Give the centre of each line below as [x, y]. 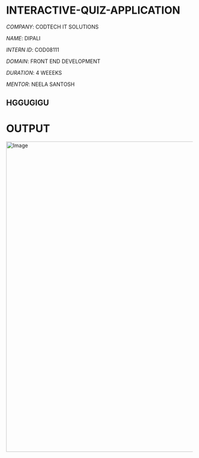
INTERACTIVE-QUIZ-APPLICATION [93, 10]
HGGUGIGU [28, 103]
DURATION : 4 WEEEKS [34, 72]
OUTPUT [28, 128]
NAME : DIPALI [23, 38]
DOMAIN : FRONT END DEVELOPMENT [53, 61]
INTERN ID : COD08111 [33, 50]
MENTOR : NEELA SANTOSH [41, 84]
